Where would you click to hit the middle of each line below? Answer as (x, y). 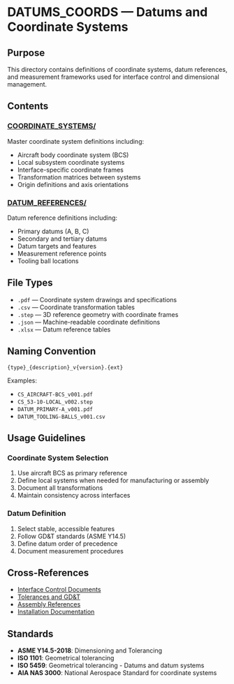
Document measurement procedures (70, 551)
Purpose (26, 53)
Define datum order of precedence (67, 543)
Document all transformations (60, 488)
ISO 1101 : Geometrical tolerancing (66, 658)
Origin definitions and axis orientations (73, 184)
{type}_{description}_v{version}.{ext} (65, 367)
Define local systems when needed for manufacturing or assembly (113, 481)
